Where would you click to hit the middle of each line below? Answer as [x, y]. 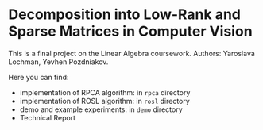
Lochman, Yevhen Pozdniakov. [58, 62]
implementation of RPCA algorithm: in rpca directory [105, 92]
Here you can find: [39, 77]
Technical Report [48, 117]
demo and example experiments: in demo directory [101, 109]
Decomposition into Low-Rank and [124, 15]
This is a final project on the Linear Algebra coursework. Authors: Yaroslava [132, 53]
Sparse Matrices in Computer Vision [130, 31]
